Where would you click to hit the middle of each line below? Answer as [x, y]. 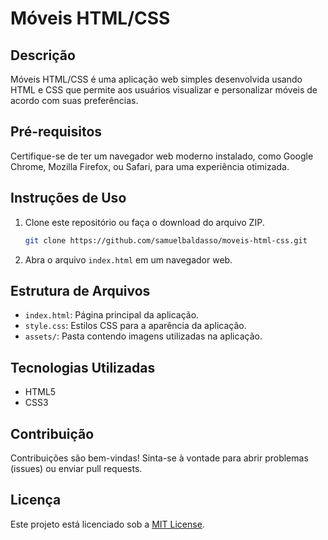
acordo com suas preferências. [74, 100]
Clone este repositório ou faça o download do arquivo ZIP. [144, 222]
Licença [36, 500]
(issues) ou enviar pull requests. [76, 468]
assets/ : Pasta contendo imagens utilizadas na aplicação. [143, 336]
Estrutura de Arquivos [80, 290]
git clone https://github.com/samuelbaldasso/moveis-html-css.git [166, 240]
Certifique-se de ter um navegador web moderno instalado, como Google [162, 156]
